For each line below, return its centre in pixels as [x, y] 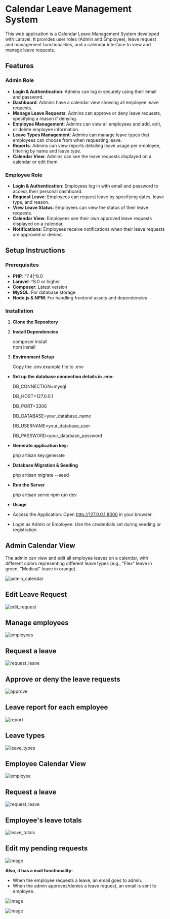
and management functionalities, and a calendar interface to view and [78, 44]
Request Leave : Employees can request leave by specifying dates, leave [88, 197]
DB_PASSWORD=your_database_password [57, 436]
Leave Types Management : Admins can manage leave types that [81, 135]
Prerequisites [22, 265]
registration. [25, 530]
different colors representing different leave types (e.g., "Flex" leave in [79, 563]
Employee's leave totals [44, 820]
